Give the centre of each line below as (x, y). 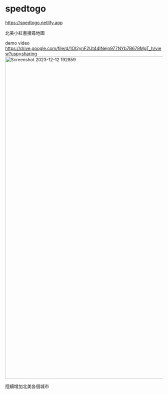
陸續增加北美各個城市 (27, 386)
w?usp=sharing (21, 54)
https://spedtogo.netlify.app (34, 23)
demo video (17, 43)
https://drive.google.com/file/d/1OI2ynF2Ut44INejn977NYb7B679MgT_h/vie (83, 48)
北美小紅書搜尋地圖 (25, 33)
